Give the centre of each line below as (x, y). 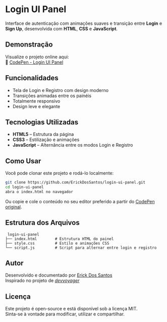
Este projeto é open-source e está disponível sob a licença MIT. (71, 309)
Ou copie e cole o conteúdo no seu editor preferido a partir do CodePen (80, 201)
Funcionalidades (32, 78)
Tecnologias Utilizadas (42, 122)
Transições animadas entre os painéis (52, 96)
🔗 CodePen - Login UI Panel (34, 62)
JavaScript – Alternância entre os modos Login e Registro (73, 145)
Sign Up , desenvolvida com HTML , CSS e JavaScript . (61, 28)
